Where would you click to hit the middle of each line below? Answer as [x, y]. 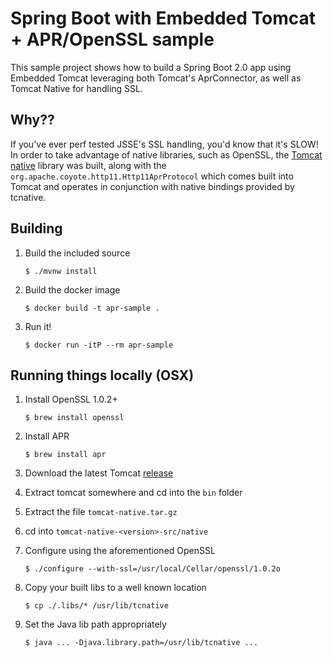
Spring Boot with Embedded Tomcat [163, 18]
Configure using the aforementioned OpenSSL [120, 551]
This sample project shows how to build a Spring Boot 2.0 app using [151, 67]
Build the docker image [72, 289]
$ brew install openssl [74, 418]
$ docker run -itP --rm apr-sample [99, 345]
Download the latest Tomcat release [99, 473]
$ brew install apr [65, 455]
